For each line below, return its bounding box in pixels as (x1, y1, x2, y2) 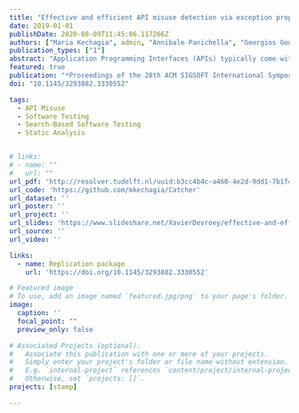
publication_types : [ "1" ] (9, 46, 105, 55)
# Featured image (9, 284, 74, 293)
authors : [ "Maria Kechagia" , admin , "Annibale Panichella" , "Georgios (9, 37, 277, 47)
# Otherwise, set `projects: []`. (9, 375, 145, 384)
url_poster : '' (9, 202, 66, 211)
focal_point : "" (17, 317, 77, 326)
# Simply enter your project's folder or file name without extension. (9, 358, 289, 367)
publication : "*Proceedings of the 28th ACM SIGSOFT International (9, 71, 265, 80)
